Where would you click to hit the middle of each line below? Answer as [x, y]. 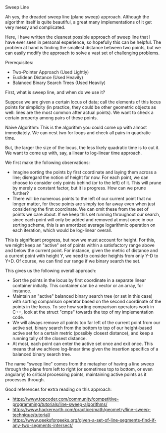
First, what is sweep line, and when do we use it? [55, 92]
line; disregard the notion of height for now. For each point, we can [80, 177]
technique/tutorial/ [31, 415]
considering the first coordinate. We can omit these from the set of [80, 209]
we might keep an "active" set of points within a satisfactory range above [80, 245]
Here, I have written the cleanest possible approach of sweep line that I [78, 37]
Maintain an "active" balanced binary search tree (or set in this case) [82, 296]
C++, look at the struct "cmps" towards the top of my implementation [83, 312]
